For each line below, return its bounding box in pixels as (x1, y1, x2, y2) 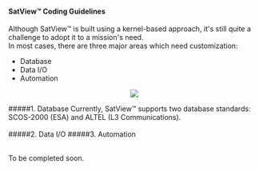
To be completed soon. (8, 153, 85, 163)
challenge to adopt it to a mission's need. (8, 33, 144, 42)
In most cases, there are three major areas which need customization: (8, 41, 238, 51)
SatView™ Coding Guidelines (8, 6, 106, 16)
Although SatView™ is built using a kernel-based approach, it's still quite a (8, 24, 252, 34)
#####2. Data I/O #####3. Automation (8, 129, 136, 139)
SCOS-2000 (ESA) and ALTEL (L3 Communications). (8, 113, 181, 122)
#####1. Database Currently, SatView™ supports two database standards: (8, 104, 251, 113)
